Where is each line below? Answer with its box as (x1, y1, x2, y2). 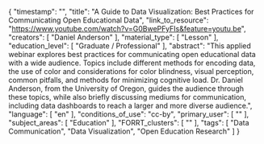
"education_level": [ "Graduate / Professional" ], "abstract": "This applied (8, 41, 252, 51)
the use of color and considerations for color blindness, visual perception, (8, 67, 254, 76)
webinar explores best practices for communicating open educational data (8, 50, 256, 59)
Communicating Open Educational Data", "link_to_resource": (8, 15, 209, 25)
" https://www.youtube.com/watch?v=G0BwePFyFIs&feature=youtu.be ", (8, 24, 246, 33)
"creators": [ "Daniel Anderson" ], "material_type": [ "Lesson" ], (8, 32, 219, 42)
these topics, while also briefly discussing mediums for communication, (8, 93, 246, 101)
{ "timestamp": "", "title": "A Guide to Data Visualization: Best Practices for (8, 7, 254, 16)
